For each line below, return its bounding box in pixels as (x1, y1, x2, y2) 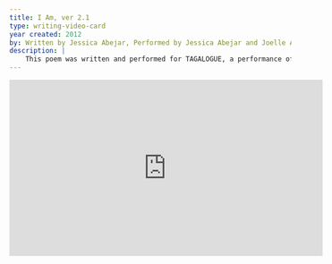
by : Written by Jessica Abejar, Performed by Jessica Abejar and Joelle (9, 38, 286, 47)
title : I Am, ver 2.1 (9, 13, 90, 22)
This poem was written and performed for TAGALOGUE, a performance (25, 55, 282, 64)
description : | (9, 47, 66, 55)
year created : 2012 (9, 30, 82, 38)
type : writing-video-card (9, 21, 106, 30)
